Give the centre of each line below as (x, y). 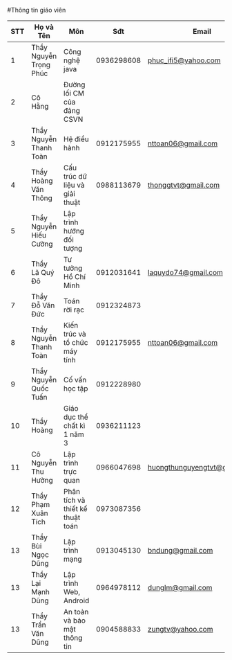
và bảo (75, 621)
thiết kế (75, 509)
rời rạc (74, 310)
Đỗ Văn (43, 305)
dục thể (76, 417)
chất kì (74, 426)
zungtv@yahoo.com (180, 629)
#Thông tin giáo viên (37, 10)
